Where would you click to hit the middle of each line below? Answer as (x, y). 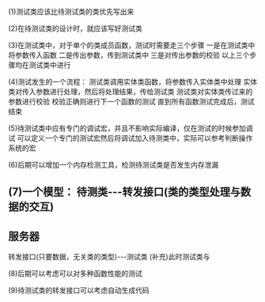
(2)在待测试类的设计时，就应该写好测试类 (75, 28)
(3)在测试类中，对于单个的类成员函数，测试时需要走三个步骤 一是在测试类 (128, 45)
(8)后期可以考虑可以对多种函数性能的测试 (75, 274)
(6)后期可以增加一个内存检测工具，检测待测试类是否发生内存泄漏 (114, 165)
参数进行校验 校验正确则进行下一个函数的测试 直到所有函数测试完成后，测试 (131, 102)
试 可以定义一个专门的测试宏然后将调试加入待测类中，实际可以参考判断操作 (131, 138)
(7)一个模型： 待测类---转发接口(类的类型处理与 (125, 192)
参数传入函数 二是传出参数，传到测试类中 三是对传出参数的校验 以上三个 (132, 55)
